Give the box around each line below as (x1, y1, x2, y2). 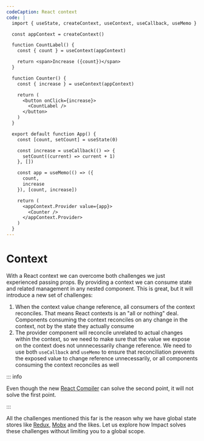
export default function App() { (12, 131, 97, 137)
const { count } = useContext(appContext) (17, 48, 126, 54)
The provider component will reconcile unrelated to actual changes (15, 329, 183, 336)
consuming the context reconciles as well (15, 361, 120, 368)
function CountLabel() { (12, 42, 75, 49)
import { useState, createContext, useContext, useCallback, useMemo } (12, 20, 197, 26)
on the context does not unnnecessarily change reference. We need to (15, 342, 192, 349)
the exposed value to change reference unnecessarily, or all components (15, 354, 198, 362)
